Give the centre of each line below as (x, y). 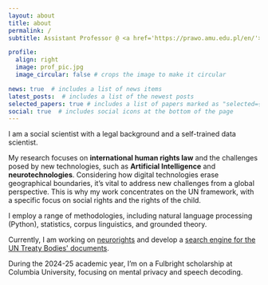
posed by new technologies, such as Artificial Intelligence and (112, 166)
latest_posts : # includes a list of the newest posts (101, 97)
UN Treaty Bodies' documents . (59, 248)
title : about (30, 23)
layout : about (32, 16)
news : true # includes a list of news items (85, 89)
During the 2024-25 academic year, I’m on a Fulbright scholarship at (120, 263)
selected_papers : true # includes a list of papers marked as (114, 104)
